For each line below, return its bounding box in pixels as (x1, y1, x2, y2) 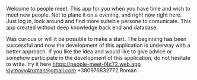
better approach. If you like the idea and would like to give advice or (6, 48, 172, 55)
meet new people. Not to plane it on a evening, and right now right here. (6, 11, 182, 18)
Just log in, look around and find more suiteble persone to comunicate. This (6, 18, 191, 24)
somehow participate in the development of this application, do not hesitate (6, 55, 191, 61)
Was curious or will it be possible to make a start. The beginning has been (6, 36, 187, 42)
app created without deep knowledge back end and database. (6, 24, 158, 31)
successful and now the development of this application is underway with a (6, 41, 190, 49)
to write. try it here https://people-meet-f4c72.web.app (6, 60, 141, 68)
